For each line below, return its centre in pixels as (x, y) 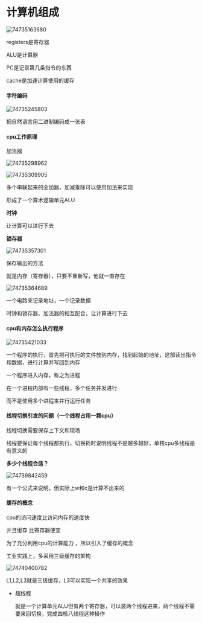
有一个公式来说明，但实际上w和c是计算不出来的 (65, 488)
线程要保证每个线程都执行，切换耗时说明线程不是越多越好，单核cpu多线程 (98, 443)
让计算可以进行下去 (30, 226)
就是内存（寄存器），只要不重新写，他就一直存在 (66, 276)
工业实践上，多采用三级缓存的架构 (49, 555)
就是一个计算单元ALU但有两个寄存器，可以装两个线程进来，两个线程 (99, 606)
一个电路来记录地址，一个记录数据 (49, 301)
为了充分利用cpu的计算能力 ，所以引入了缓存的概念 (70, 543)
